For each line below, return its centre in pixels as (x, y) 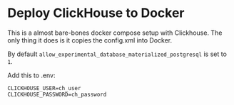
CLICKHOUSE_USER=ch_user (44, 88)
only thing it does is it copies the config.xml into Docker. (90, 40)
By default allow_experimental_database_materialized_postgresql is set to (117, 54)
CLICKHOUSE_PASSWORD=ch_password (57, 94)
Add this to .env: (31, 75)
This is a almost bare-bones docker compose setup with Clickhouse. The (115, 33)
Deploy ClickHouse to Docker (96, 13)
